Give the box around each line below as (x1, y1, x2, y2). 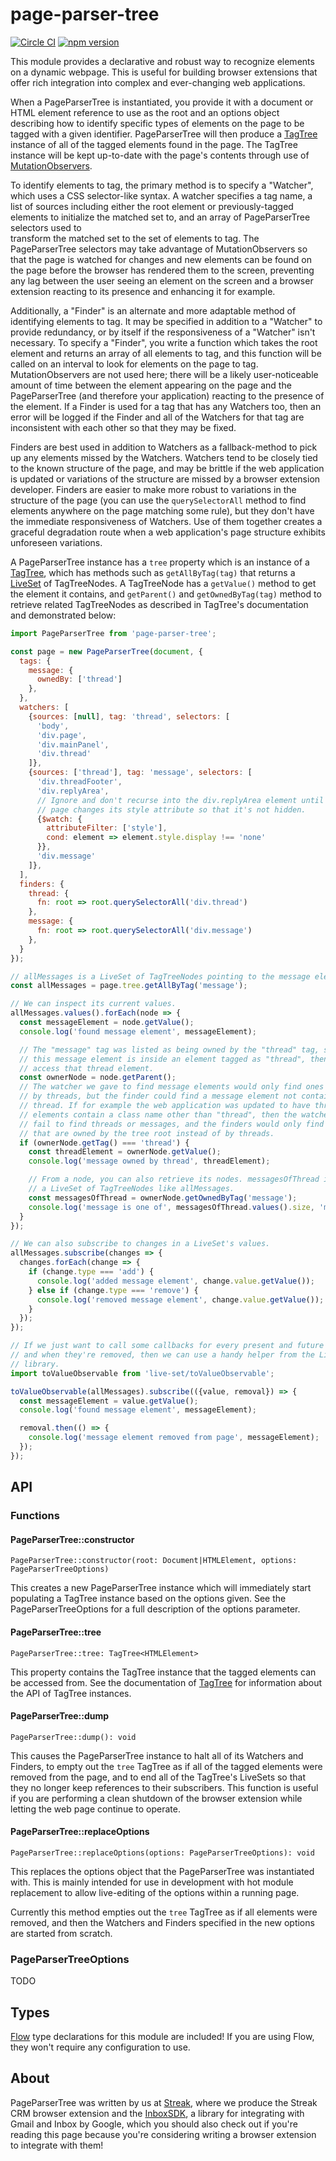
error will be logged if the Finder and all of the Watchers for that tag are (10, 411, 305, 423)
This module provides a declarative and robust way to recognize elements (10, 55, 315, 67)
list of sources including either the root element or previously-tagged (10, 200, 294, 212)
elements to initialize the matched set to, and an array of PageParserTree (10, 211, 311, 223)
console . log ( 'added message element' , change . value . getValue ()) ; (36, 1276, 315, 1286)
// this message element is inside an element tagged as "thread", (19, 1054, 307, 1064)
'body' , (36, 721, 70, 731)
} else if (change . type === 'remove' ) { (28, 1285, 199, 1295)
